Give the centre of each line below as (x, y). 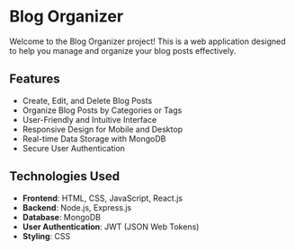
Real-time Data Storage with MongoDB (94, 138)
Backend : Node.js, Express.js (77, 207)
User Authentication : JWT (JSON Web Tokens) (111, 227)
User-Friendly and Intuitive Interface (89, 119)
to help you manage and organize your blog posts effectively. (123, 50)
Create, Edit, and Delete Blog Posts (87, 100)
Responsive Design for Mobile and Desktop (102, 129)
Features (35, 79)
